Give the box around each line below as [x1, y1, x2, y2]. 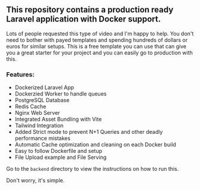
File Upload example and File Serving [14, 154, 107, 161]
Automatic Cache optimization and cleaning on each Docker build [14, 141, 176, 148]
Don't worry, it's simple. [6, 177, 64, 184]
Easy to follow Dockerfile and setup [14, 148, 103, 155]
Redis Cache [14, 103, 47, 110]
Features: [6, 70, 35, 78]
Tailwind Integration [14, 122, 64, 129]
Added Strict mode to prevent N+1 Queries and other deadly [14, 128, 163, 136]
